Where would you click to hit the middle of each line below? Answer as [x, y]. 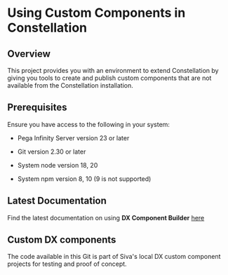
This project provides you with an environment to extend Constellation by [113, 71]
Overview [29, 54]
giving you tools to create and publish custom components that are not [109, 78]
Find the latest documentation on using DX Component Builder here [106, 217]
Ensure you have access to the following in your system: [89, 124]
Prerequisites [37, 108]
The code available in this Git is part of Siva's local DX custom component [114, 257]
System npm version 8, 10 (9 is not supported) [84, 179]
